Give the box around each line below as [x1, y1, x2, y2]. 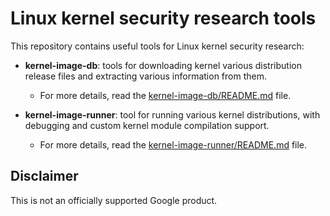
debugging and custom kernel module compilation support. [24, 119, 270, 131]
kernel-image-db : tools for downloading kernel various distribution [24, 59, 302, 71]
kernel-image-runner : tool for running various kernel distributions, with [24, 108, 321, 121]
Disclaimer [10, 168, 79, 185]
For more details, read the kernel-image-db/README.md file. [39, 89, 292, 101]
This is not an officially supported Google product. [10, 194, 218, 206]
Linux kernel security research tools [10, 7, 317, 30]
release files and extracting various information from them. [24, 70, 267, 82]
